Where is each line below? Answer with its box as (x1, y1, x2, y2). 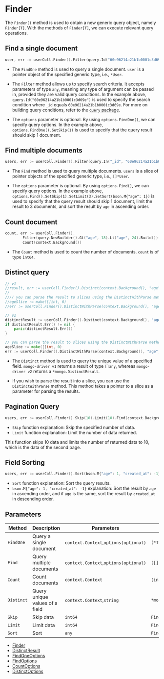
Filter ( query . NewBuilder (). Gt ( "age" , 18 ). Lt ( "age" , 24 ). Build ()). (22, 235, 161, 240)
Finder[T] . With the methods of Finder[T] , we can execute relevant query (5, 25, 154, 30)
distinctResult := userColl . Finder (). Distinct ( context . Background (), (5, 317, 150, 322)
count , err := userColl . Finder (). (5, 231, 76, 236)
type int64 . (12, 254, 35, 260)
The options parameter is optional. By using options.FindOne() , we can (12, 116, 156, 122)
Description (32, 525, 60, 531)
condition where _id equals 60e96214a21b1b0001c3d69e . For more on (12, 101, 148, 107)
